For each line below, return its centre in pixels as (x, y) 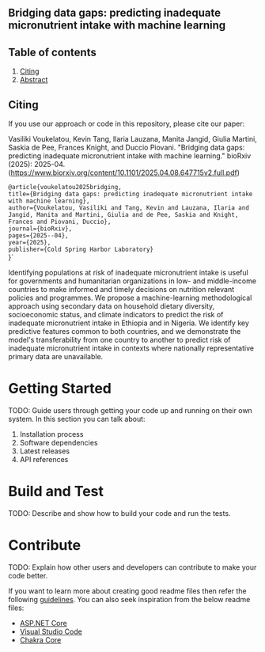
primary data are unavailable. (56, 357)
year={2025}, (30, 243)
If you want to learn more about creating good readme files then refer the (127, 591)
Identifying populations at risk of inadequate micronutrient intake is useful (129, 273)
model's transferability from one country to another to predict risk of (119, 340)
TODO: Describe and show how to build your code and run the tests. (119, 513)
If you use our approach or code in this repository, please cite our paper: (127, 124)
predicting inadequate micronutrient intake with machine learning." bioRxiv (130, 156)
